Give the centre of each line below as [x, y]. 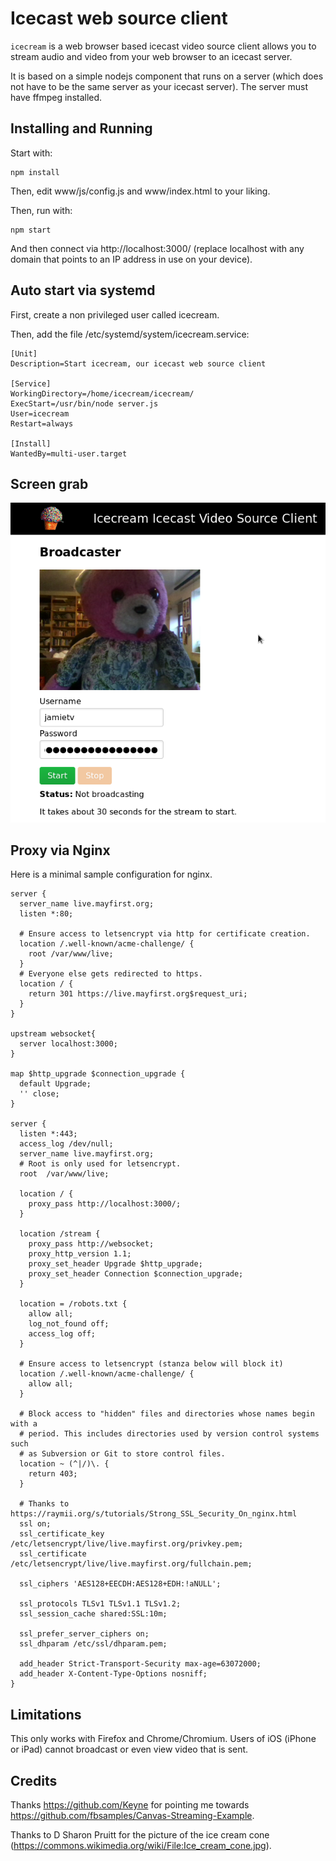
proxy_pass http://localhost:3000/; [105, 1204]
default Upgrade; [55, 1084]
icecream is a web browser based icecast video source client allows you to [163, 46]
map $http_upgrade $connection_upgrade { [98, 1074]
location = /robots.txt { [73, 1304]
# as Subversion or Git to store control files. [122, 1454]
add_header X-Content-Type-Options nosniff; [113, 1674]
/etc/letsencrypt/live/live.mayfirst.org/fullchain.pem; [131, 1564]
